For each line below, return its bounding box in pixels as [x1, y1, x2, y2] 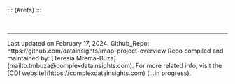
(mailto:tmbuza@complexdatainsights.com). [7, 62, 134, 69]
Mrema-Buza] [76, 54, 117, 62]
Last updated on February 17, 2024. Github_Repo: [7, 40, 150, 47]
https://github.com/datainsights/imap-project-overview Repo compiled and [7, 47, 224, 55]
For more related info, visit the [135, 62, 222, 69]
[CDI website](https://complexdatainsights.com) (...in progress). [7, 69, 192, 77]
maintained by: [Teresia [7, 54, 75, 62]
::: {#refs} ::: [7, 6, 42, 14]
